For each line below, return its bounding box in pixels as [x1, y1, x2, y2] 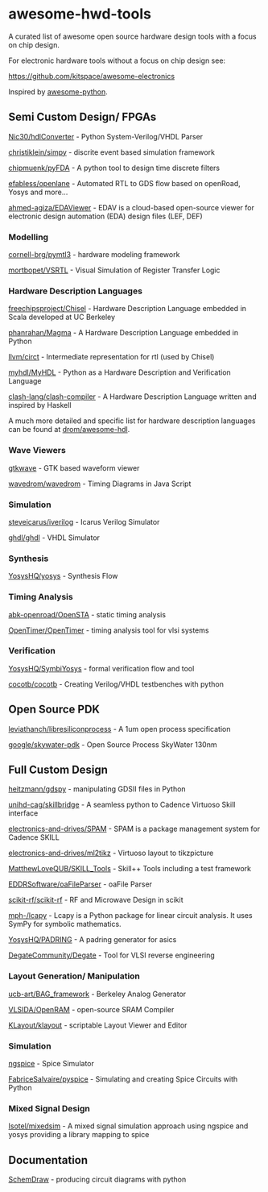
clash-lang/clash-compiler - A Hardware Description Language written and [8, 392, 257, 401]
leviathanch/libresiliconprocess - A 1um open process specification [8, 724, 231, 733]
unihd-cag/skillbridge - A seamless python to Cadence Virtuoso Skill [8, 800, 236, 810]
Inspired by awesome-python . [8, 86, 109, 97]
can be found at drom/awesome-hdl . [8, 425, 130, 434]
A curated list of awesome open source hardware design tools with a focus [8, 31, 257, 41]
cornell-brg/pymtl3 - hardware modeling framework [8, 250, 180, 260]
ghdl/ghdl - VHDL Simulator [8, 533, 101, 542]
